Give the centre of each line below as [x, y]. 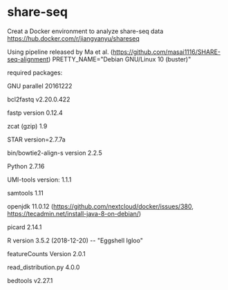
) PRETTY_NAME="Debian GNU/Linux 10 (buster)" [120, 59]
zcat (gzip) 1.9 [27, 126]
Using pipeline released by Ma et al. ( [60, 52]
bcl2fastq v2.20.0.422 [39, 99]
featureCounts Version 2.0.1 [46, 253]
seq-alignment [28, 59]
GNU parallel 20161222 [40, 86]
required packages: [35, 72]
